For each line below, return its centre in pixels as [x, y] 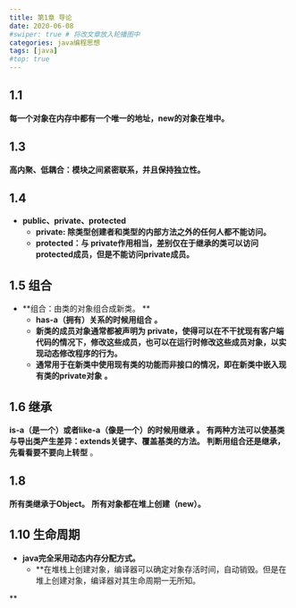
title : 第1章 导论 [41, 17]
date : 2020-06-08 [42, 26]
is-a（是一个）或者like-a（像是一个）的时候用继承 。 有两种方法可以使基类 [147, 430]
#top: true [30, 59]
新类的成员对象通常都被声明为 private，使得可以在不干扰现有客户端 [160, 331]
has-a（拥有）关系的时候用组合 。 [99, 320]
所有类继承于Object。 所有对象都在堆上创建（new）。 [107, 503]
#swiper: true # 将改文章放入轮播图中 [75, 34]
